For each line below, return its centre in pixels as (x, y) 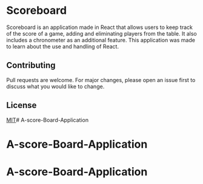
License (22, 105)
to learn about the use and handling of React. (63, 46)
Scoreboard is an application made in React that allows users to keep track (99, 27)
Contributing (31, 65)
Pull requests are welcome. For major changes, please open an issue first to (101, 80)
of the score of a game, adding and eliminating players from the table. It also (101, 33)
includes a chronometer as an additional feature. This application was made (101, 40)
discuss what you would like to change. (55, 86)
